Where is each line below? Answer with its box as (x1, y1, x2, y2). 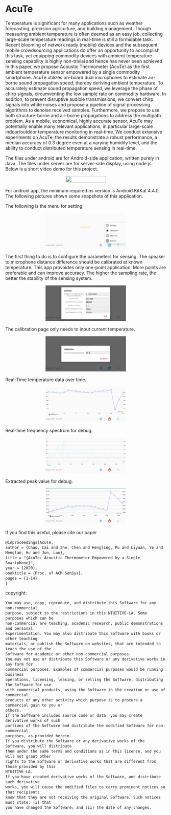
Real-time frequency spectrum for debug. (5, 428, 93, 434)
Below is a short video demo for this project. (5, 166, 99, 172)
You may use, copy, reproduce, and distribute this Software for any (5, 600, 157, 605)
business (5, 672, 24, 677)
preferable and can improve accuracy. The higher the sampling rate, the (5, 270, 157, 276)
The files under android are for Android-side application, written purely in (5, 155, 159, 161)
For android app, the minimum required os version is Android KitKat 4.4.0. (5, 187, 160, 193)
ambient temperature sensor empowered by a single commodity (5, 69, 140, 75)
